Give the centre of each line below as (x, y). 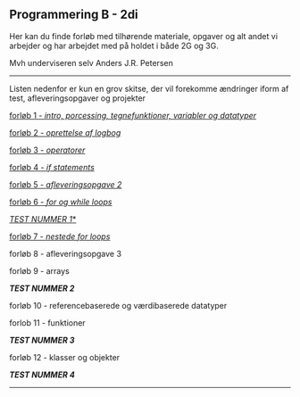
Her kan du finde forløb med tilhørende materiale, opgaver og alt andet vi (144, 36)
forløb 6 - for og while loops (61, 202)
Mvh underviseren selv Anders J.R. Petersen (92, 62)
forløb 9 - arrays (39, 270)
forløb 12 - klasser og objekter (65, 357)
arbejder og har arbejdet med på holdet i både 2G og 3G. (114, 45)
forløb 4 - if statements (52, 167)
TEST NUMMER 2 (42, 288)
